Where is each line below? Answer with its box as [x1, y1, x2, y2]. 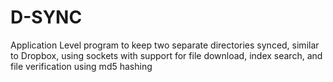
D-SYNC [10, 6, 83, 29]
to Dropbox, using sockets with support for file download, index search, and [10, 49, 323, 61]
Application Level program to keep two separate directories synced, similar [10, 39, 320, 51]
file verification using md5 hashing [10, 60, 153, 72]
